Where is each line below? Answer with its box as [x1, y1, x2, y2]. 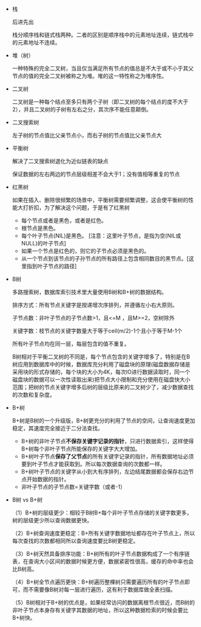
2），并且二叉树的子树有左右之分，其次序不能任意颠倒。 [12, 106, 152, 113]
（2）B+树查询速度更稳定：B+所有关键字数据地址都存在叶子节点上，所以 [12, 530, 196, 537]
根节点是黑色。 [21, 225, 59, 231]
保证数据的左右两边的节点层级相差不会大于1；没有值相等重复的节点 [12, 170, 180, 178]
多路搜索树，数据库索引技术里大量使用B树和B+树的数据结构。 [12, 289, 167, 295]
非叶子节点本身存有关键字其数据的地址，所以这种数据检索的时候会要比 [12, 606, 189, 614]
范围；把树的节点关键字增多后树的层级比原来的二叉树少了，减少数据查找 [12, 384, 194, 391]
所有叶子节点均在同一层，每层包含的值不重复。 [12, 340, 130, 347]
